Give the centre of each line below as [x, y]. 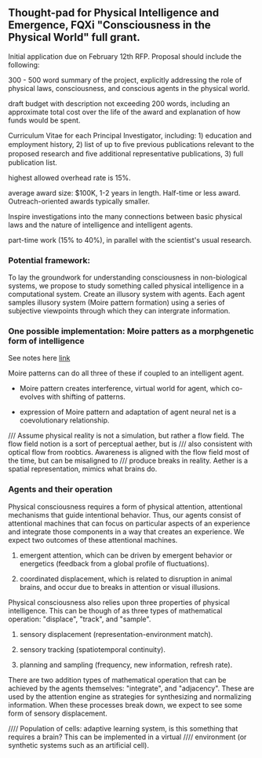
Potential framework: [49, 260]
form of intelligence [46, 341]
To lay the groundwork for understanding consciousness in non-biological [127, 277]
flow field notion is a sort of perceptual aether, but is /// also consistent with [130, 444]
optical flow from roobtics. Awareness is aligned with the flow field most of [129, 452]
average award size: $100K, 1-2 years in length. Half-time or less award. [124, 192]
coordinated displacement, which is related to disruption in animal [126, 579]
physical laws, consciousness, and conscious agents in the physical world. [129, 88]
